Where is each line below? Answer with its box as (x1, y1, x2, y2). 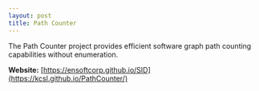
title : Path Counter (8, 19, 78, 27)
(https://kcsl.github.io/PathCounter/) (8, 73, 128, 83)
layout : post (8, 11, 52, 20)
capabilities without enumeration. (8, 49, 119, 59)
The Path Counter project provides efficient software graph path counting (8, 41, 252, 50)
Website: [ (8, 65, 44, 74)
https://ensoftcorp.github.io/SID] (42, 65, 151, 74)
